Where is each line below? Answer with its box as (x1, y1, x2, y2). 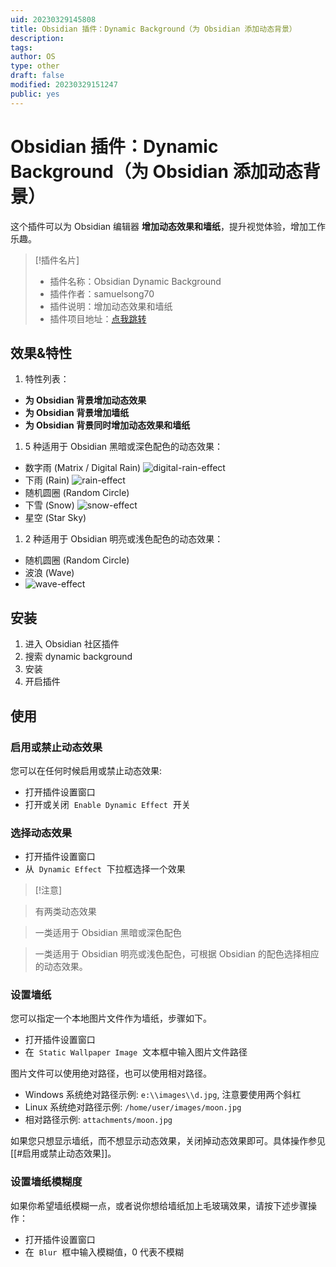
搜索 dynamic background (24, 651, 133, 663)
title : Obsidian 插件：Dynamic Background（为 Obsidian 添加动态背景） (10, 24, 297, 34)
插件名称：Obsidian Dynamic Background (49, 275, 222, 287)
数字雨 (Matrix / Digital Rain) (24, 462, 142, 474)
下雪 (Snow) (24, 499, 75, 511)
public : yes (10, 89, 60, 99)
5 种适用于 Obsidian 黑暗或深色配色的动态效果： (24, 441, 224, 453)
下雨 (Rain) (24, 474, 70, 486)
